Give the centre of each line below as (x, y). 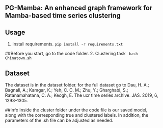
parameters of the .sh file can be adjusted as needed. (59, 120)
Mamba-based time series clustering (63, 16)
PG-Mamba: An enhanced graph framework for (79, 8)
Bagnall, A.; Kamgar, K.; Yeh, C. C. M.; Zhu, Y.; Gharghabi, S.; (67, 90)
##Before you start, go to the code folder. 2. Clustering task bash (72, 54)
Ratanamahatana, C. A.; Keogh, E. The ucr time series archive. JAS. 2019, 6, (82, 95)
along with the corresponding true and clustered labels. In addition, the (77, 115)
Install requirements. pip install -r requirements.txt (68, 44)
